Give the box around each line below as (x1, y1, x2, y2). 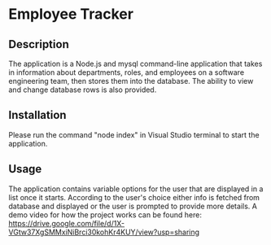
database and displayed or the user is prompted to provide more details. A (8, 201, 258, 211)
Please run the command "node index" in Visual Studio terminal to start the (8, 129, 260, 139)
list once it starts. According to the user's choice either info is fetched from (8, 192, 260, 202)
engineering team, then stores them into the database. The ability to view (8, 77, 254, 85)
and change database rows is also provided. (8, 85, 157, 94)
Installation (8, 108, 67, 122)
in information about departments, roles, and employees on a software (8, 68, 245, 77)
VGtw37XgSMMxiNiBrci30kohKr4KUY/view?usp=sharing (8, 227, 200, 237)
